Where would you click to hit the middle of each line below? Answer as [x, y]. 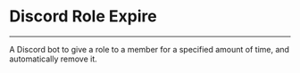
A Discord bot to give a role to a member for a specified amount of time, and [150, 49]
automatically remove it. [54, 59]
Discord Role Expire [83, 16]
